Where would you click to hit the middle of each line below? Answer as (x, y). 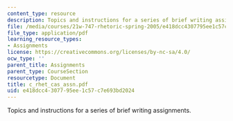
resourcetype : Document (42, 78)
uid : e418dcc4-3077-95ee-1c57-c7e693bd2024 (71, 91)
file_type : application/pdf (48, 33)
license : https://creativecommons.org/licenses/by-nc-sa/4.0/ (99, 53)
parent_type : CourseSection (48, 71)
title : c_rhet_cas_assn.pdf (48, 84)
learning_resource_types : (44, 39)
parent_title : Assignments (46, 65)
